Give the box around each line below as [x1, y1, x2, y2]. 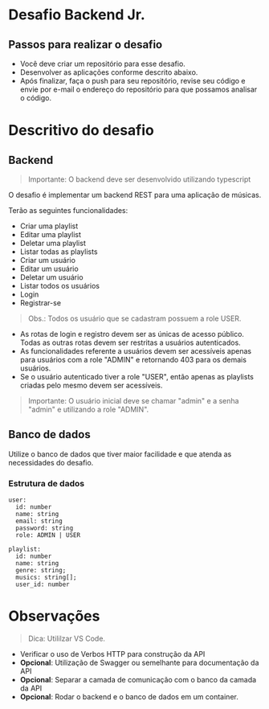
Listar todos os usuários [19, 281, 100, 290]
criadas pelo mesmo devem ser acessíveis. [19, 380, 163, 390]
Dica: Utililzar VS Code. [27, 633, 106, 644]
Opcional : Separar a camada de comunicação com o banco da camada [19, 675, 257, 685]
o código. [19, 93, 52, 102]
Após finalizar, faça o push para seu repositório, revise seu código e [19, 76, 246, 85]
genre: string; [15, 567, 67, 575]
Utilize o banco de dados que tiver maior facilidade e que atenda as [8, 449, 232, 459]
